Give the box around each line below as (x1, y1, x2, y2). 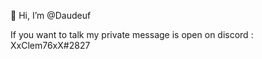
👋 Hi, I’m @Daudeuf (10, 10, 92, 21)
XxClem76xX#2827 (10, 40, 91, 51)
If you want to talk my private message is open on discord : (10, 29, 254, 40)
